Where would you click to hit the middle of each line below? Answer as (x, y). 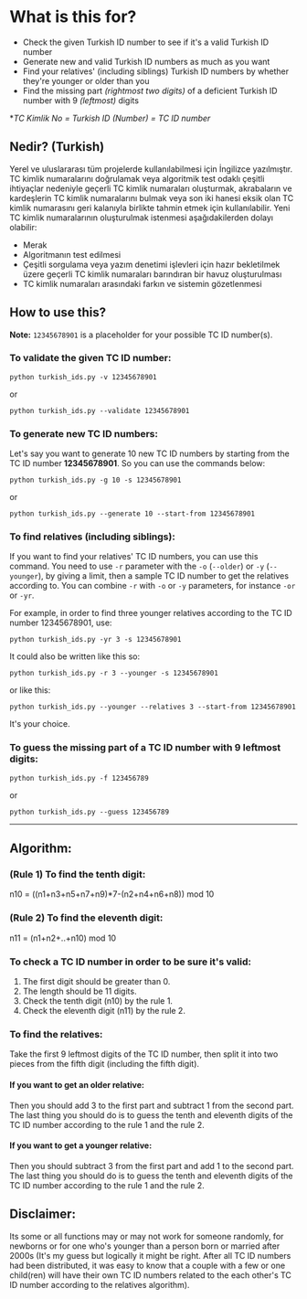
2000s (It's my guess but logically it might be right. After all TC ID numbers (150, 1255)
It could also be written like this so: (74, 656)
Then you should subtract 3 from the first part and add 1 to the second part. (152, 1166)
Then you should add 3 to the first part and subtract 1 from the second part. (152, 1105)
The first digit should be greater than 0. (96, 982)
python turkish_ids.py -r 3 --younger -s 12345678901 (114, 674)
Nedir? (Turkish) (57, 147)
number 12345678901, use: (61, 623)
